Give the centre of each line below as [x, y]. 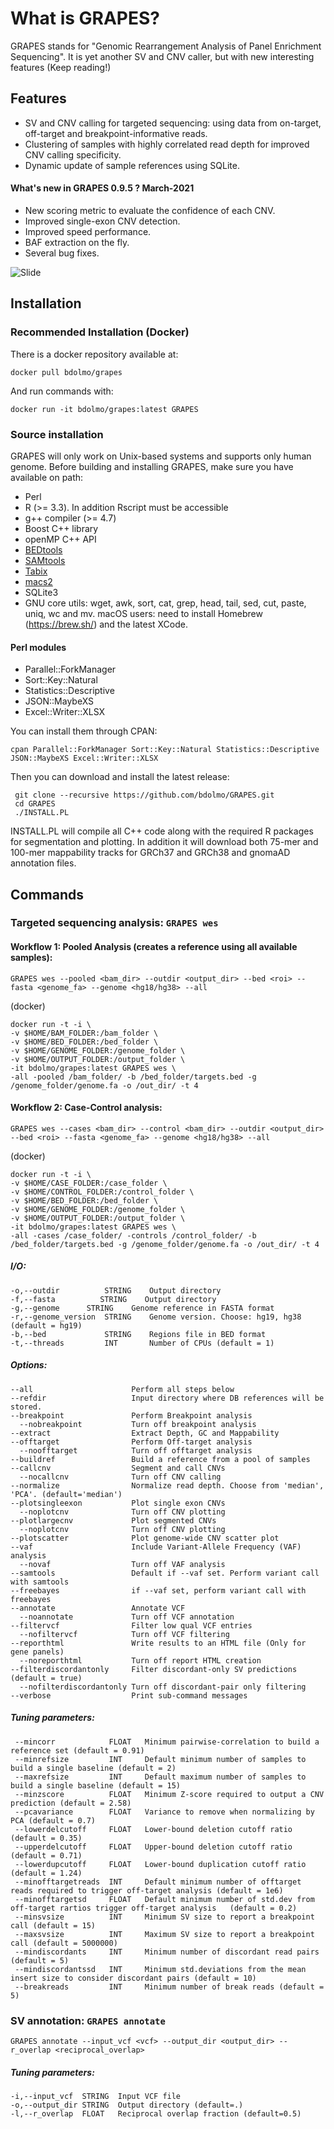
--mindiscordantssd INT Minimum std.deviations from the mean [160, 1969]
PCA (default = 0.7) [53, 1820]
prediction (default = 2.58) [71, 1803]
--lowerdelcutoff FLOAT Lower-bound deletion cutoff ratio [153, 1829]
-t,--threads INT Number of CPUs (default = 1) [142, 1343]
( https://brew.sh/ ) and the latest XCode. [106, 624]
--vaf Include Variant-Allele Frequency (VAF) [156, 1547]
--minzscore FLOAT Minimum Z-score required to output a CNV [169, 1794]
